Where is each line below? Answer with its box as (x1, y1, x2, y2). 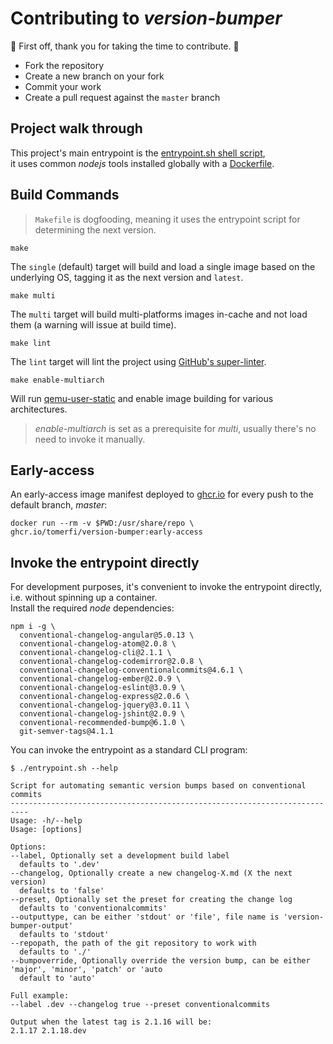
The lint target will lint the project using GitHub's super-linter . (10, 355, 267, 367)
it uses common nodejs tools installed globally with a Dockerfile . (10, 157, 275, 169)
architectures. (10, 403, 68, 415)
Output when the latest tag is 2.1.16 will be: (10, 1017, 213, 1027)
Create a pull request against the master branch (24, 91, 221, 103)
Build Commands (10, 187, 120, 204)
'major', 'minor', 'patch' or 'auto (10, 965, 163, 975)
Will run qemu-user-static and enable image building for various (10, 392, 274, 404)
